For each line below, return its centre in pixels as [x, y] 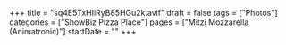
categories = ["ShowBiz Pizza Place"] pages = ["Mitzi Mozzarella [129, 22]
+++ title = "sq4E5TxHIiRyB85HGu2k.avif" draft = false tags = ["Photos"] [144, 13]
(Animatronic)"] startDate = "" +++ [73, 31]
